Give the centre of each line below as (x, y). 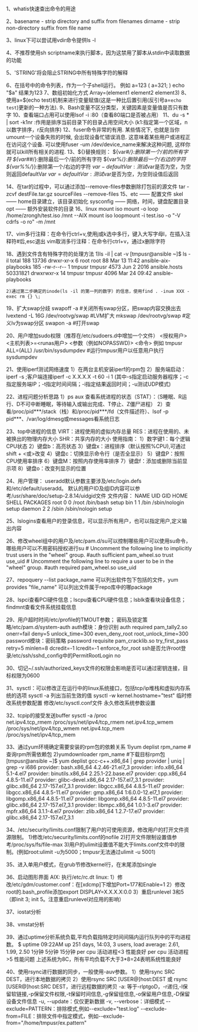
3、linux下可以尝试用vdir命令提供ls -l (51, 40)
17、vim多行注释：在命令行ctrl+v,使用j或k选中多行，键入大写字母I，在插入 (96, 234)
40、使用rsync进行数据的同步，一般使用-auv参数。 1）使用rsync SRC (90, 972)
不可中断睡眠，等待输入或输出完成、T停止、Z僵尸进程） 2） (93, 404)
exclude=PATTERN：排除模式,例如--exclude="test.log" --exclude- (86, 1009)
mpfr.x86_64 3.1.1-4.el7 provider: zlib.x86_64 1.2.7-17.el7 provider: (85, 811)
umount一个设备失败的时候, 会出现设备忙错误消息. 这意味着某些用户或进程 (96, 137)
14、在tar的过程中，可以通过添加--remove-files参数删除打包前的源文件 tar (96, 186)
